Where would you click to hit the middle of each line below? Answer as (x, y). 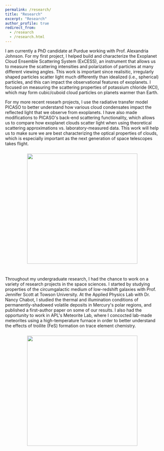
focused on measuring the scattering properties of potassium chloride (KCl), (82, 87)
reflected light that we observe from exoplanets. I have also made (71, 112)
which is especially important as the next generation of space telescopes (79, 138)
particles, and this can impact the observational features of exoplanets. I (78, 82)
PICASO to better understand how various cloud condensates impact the (78, 107)
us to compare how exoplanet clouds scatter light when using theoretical (78, 122)
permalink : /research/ (28, 10)
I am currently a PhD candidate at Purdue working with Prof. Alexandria (77, 51)
